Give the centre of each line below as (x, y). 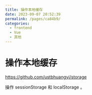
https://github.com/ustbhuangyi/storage (46, 77)
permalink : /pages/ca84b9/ (33, 19)
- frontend (21, 28)
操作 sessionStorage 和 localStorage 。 (45, 87)
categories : (17, 23)
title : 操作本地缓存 (24, 10)
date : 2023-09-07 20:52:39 (33, 14)
